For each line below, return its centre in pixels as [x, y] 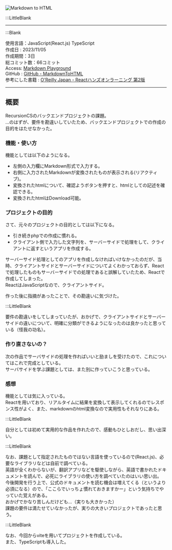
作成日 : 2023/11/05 [26, 50]
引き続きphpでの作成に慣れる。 [46, 235]
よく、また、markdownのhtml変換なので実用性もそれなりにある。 [92, 409]
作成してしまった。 [26, 279]
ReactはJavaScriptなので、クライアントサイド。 [56, 285]
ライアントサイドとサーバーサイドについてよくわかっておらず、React [91, 266]
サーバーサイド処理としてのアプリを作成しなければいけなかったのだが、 [81, 260]
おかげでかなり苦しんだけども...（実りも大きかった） [61, 502]
